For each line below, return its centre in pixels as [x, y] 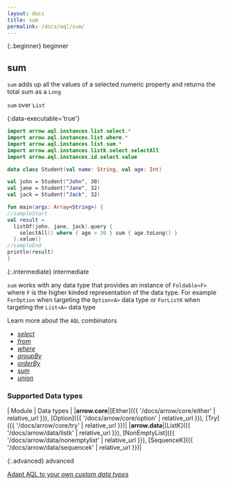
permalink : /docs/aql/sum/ [46, 26]
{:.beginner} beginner [38, 46]
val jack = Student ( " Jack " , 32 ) [54, 195]
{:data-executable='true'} [44, 119]
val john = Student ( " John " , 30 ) [54, 182]
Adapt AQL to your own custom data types [68, 475]
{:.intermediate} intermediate [48, 272]
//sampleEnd [24, 246]
